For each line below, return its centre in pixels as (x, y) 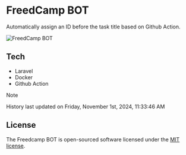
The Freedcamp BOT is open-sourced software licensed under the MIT (93, 139)
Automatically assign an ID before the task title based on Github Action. (93, 27)
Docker (24, 77)
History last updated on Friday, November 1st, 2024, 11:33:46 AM (86, 106)
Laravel (24, 71)
